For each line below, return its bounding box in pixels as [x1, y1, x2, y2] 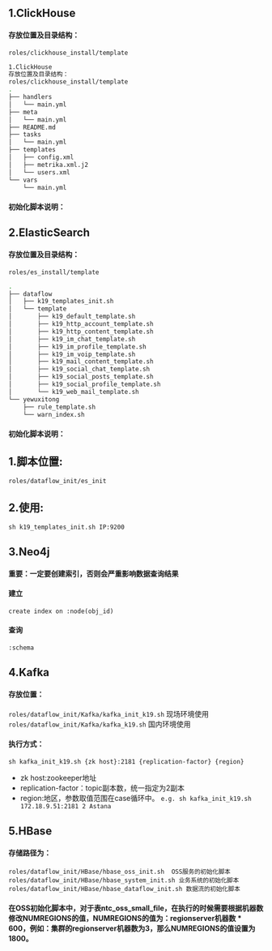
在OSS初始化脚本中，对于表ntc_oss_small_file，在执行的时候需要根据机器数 [8, 903, 264, 913]
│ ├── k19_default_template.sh [8, 312, 136, 321]
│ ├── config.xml [8, 153, 74, 161]
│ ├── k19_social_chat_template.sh [8, 365, 151, 374]
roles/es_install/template [8, 268, 100, 276]
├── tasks [8, 131, 42, 139]
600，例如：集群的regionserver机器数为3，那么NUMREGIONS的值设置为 [8, 923, 256, 933]
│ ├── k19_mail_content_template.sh [8, 358, 154, 366]
